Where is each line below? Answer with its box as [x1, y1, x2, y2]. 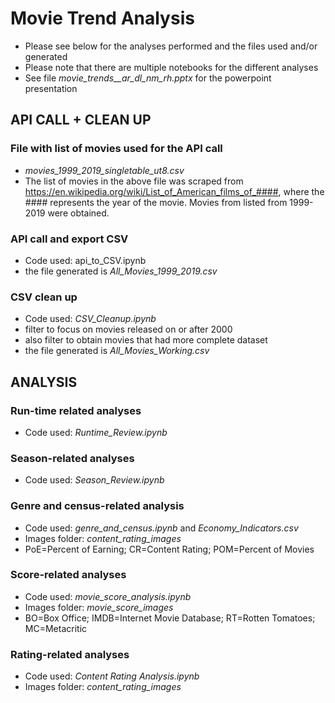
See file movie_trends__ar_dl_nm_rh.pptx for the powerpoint [24, 72, 272, 84]
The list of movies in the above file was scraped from [24, 175, 244, 187]
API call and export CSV [10, 232, 129, 246]
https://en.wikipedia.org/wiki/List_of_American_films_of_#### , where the [24, 185, 325, 197]
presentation [24, 82, 78, 94]
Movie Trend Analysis [10, 7, 195, 30]
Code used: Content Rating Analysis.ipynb [24, 670, 200, 682]
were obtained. [47, 207, 110, 219]
